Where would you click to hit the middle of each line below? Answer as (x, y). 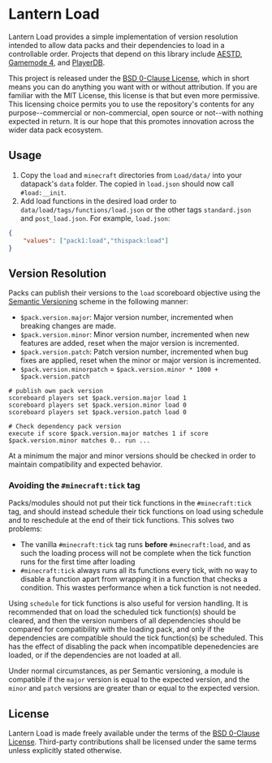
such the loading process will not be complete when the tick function (136, 554)
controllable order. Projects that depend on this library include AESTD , (125, 54)
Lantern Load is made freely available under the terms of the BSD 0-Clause (134, 733)
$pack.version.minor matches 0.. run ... (80, 441)
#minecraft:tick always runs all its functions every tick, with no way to (138, 571)
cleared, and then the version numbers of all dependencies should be (125, 621)
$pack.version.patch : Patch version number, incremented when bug (134, 352)
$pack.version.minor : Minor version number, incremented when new (135, 334)
